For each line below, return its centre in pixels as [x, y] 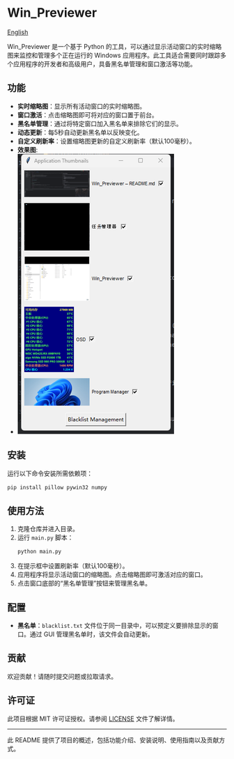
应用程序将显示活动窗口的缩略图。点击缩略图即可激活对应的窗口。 [112, 575]
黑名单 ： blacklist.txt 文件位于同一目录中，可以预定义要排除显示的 [115, 625]
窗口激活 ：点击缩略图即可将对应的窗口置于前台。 [87, 115]
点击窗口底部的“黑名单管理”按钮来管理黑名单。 [84, 583]
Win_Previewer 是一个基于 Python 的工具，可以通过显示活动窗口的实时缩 [111, 46]
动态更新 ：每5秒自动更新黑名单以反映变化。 [80, 132]
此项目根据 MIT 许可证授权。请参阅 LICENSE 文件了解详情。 [93, 719]
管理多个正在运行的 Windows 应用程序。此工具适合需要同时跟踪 [129, 55]
